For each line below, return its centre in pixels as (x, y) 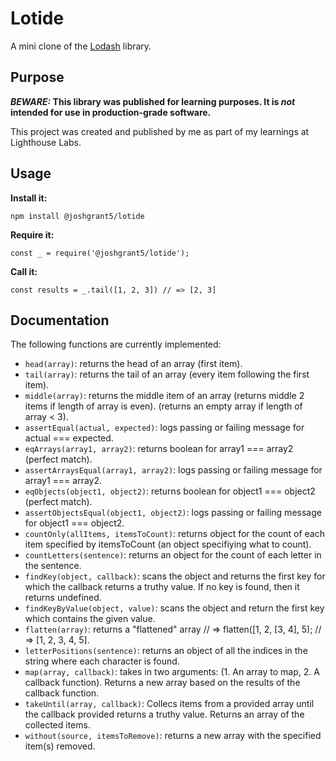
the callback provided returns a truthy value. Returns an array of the (164, 714)
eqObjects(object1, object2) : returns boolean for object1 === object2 (170, 491)
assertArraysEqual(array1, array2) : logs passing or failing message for (173, 470)
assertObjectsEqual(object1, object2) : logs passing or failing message (173, 513)
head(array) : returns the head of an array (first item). (133, 364)
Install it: (29, 198)
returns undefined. (63, 598)
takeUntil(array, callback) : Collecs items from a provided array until (169, 704)
